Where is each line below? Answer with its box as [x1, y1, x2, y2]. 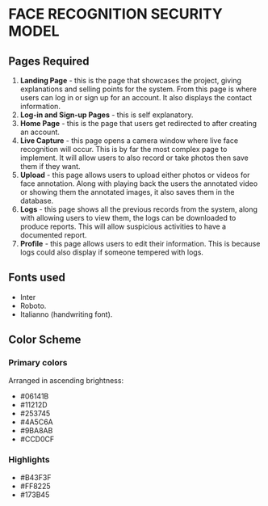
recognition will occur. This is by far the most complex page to [19, 145, 228, 154]
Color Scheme [8, 333, 82, 347]
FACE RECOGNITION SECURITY [8, 5, 224, 23]
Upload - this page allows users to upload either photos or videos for [19, 171, 250, 179]
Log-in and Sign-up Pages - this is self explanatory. [19, 110, 194, 120]
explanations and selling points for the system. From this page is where [19, 84, 257, 94]
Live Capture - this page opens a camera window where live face [19, 136, 239, 145]
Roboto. [19, 301, 47, 310]
